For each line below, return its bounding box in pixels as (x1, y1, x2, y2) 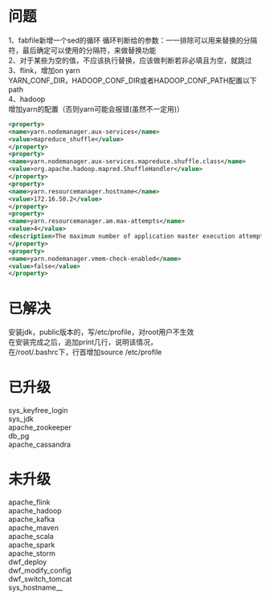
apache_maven (8, 523, 59, 533)
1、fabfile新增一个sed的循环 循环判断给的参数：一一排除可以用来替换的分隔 (8, 35, 258, 45)
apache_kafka (8, 515, 55, 524)
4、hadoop (8, 94, 46, 104)
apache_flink (8, 497, 51, 507)
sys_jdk (8, 414, 35, 424)
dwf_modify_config (8, 565, 72, 575)
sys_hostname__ (8, 583, 63, 593)
